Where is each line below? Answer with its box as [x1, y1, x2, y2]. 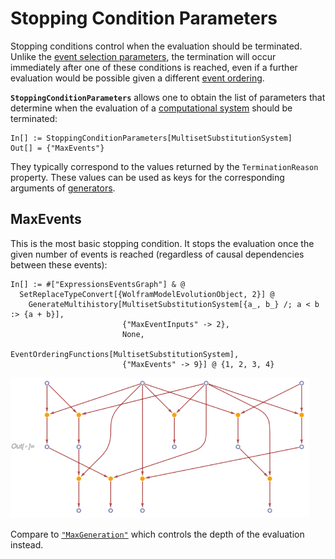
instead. [10, 538, 44, 551]
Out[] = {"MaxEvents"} [10, 143, 105, 153]
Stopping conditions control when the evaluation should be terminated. [10, 40, 303, 52]
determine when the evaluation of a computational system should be [10, 102, 293, 114]
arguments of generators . [10, 182, 116, 194]
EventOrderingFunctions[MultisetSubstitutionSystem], [10, 349, 240, 359]
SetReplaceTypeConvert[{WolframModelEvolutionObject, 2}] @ [19, 289, 275, 299]
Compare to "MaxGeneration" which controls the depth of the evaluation [10, 528, 305, 540]
